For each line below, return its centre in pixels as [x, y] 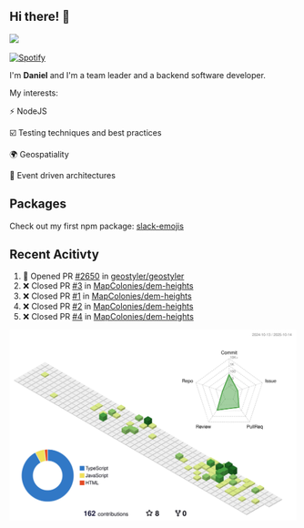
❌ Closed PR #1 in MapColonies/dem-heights [107, 296]
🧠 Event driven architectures [63, 175]
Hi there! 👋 [40, 17]
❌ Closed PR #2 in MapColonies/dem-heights [108, 307]
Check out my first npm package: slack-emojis [97, 226]
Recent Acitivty [55, 254]
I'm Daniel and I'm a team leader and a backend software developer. [138, 75]
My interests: [34, 93]
